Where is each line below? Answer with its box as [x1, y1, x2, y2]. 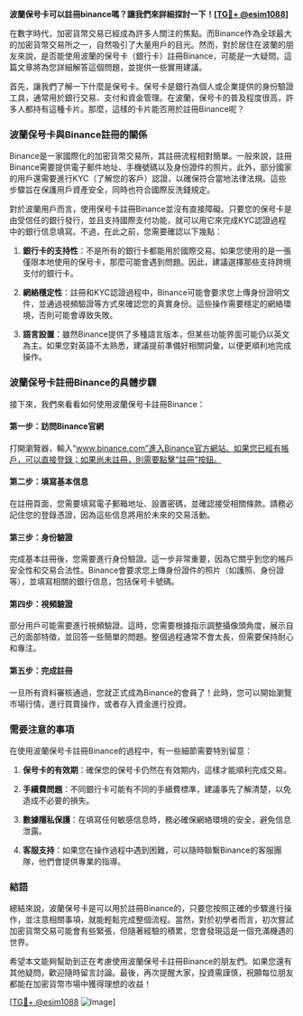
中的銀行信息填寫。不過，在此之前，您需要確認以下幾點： [9, 226, 223, 238]
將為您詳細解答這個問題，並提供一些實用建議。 [32, 62, 207, 72]
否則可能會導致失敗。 [38, 310, 118, 321]
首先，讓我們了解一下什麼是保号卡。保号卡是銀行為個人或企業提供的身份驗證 [9, 81, 294, 91]
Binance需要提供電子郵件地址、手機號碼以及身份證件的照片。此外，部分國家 [9, 162, 293, 172]
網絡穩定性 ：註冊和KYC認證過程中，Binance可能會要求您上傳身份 [22, 287, 267, 298]
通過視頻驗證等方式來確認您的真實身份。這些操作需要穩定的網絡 [46, 298, 284, 310]
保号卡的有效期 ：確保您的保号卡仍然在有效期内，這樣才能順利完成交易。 [22, 764, 291, 775]
